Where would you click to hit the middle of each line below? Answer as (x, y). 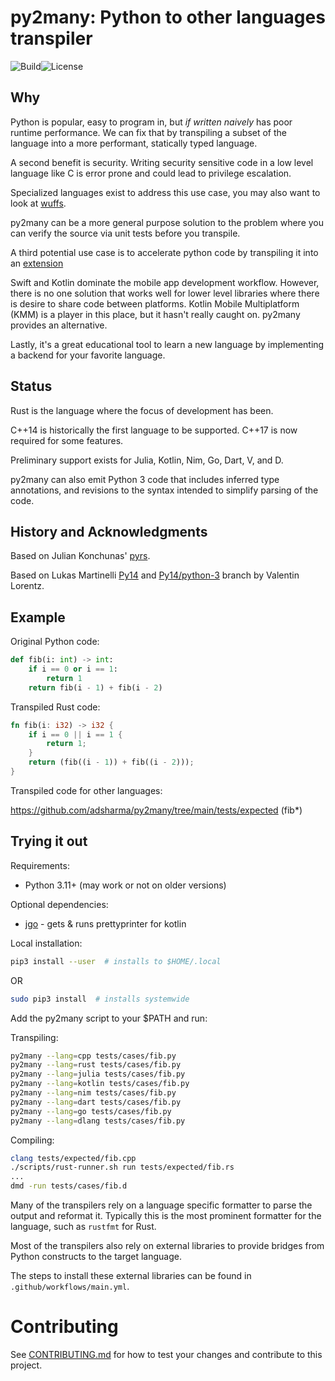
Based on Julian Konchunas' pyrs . (80, 556)
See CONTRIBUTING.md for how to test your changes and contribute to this (166, 1354)
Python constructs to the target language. (96, 1256)
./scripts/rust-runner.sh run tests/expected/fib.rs (122, 1167)
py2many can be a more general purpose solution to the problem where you (167, 222)
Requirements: (40, 865)
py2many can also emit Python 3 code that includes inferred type (145, 479)
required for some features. (67, 440)
